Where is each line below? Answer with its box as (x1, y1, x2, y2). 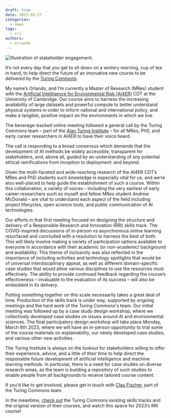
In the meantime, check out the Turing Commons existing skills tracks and (5, 397, 161, 403)
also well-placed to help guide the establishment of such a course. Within (5, 179, 160, 186)
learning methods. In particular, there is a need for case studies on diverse (5, 361, 162, 367)
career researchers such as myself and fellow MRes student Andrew (5, 191, 149, 197)
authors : (5, 36, 24, 41)
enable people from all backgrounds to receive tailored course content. (5, 372, 155, 378)
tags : (5, 27, 17, 32)
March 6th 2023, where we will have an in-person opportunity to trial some (5, 324, 163, 330)
